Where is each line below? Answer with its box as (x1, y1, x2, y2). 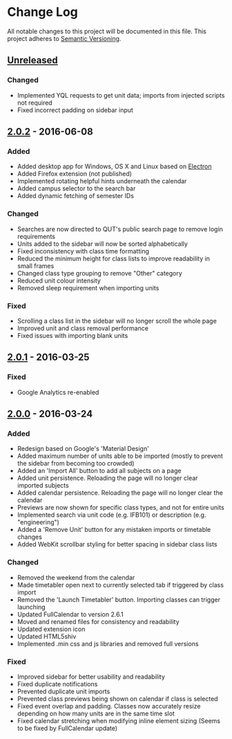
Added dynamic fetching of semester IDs (17, 192, 135, 200)
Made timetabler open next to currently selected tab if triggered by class (17, 580, 224, 589)
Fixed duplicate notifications (17, 679, 98, 688)
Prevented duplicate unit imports (17, 687, 110, 695)
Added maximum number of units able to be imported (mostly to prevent (17, 452, 223, 461)
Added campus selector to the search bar (17, 184, 136, 193)
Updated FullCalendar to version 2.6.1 (17, 610, 124, 618)
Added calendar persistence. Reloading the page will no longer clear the (17, 489, 223, 497)
